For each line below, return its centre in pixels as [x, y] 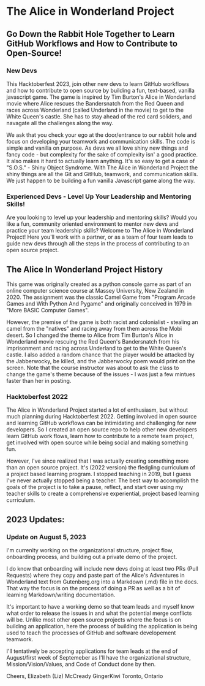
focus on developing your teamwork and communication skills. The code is [101, 141]
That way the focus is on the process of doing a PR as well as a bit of [93, 588]
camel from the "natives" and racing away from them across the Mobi [94, 328]
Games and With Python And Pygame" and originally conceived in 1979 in [99, 303]
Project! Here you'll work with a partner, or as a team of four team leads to [100, 237]
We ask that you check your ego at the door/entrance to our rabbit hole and [102, 135]
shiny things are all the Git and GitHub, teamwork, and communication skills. [102, 174]
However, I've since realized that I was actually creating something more [98, 461]
